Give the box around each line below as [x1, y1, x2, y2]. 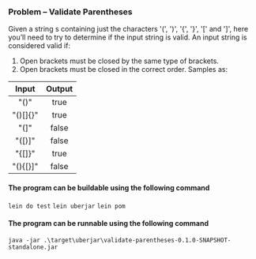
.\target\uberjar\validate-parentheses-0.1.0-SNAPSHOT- [43, 236, 232, 244]
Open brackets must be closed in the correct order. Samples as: [19, 65, 228, 74]
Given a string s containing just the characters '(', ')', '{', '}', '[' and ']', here [8, 24, 249, 34]
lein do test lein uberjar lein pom [8, 202, 126, 210]
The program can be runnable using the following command [8, 219, 209, 228]
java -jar [8, 236, 41, 244]
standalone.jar [8, 243, 58, 251]
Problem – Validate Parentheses [8, 6, 133, 17]
